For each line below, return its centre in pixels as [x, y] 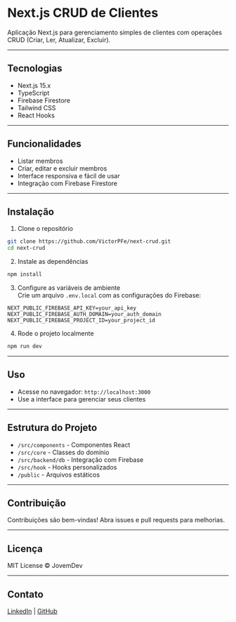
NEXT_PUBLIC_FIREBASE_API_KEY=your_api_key [72, 308]
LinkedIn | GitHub [32, 611]
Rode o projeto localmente [55, 333]
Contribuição [37, 503]
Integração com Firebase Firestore [67, 183]
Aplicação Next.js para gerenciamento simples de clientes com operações [115, 32]
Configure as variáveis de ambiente [69, 288]
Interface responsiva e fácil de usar [69, 176]
